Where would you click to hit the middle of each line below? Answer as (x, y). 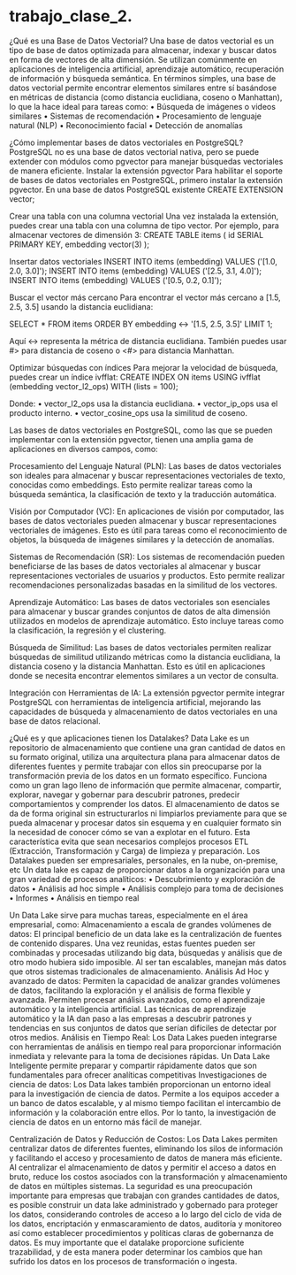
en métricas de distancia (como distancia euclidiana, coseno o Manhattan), (146, 97)
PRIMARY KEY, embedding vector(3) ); (80, 244)
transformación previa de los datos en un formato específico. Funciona (138, 775)
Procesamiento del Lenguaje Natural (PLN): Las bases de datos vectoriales (145, 465)
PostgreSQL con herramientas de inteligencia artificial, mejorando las (135, 702)
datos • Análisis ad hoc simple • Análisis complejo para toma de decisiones (147, 888)
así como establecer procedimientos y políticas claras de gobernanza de (141, 1233)
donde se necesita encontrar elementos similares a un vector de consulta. (144, 675)
